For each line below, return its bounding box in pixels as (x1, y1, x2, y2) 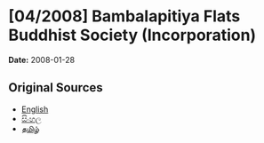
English (20, 104, 49, 115)
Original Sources (8, 80, 103, 95)
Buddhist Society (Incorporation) (8, 25, 257, 45)
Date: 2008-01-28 (8, 54, 76, 65)
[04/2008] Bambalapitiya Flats (8, 6, 241, 27)
